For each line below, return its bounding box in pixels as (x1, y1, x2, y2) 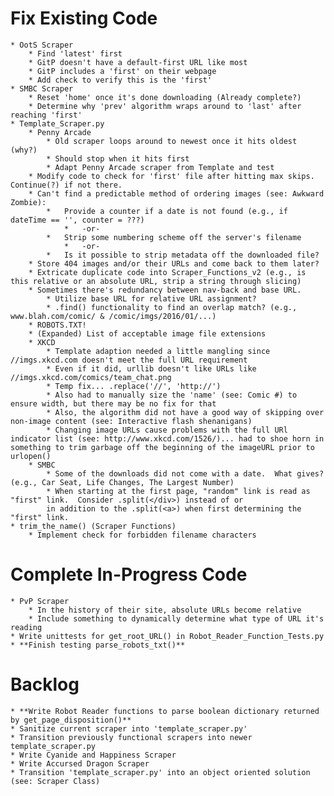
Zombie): (10, 197, 47, 207)
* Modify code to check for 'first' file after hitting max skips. (28, 171, 315, 181)
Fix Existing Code (10, 7, 158, 30)
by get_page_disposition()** (10, 715, 132, 725)
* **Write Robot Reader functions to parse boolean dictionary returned (10, 706, 320, 716)
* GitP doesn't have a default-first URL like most (28, 57, 248, 67)
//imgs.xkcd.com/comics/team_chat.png (10, 372, 172, 382)
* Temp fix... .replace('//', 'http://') (46, 381, 222, 391)
